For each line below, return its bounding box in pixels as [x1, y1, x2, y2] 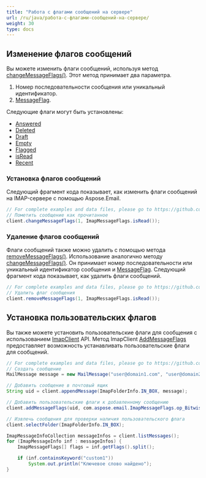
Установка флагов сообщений [6, 174, 101, 182]
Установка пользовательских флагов [6, 313, 157, 323]
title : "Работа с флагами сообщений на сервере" [6, 9, 133, 15]
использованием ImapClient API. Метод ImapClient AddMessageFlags [6, 335, 186, 343]
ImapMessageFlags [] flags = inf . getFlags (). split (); [17, 444, 155, 450]
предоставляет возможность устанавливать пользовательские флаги [6, 342, 190, 349]
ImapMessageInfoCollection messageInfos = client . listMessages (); [6, 433, 180, 439]
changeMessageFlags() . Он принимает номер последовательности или [6, 260, 193, 267]
